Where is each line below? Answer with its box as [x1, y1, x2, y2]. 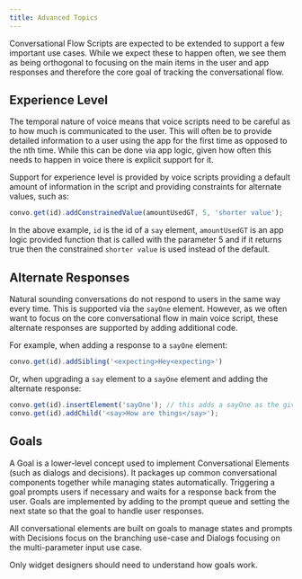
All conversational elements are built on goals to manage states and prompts [9, 522, 293, 533]
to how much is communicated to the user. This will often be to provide [9, 126, 272, 137]
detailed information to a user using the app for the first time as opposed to [9, 136, 288, 147]
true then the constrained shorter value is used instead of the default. [9, 244, 271, 254]
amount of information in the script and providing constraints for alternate [9, 182, 282, 192]
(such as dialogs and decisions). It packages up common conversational [9, 467, 277, 477]
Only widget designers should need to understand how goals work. [9, 559, 258, 570]
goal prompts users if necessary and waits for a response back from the [9, 486, 277, 497]
